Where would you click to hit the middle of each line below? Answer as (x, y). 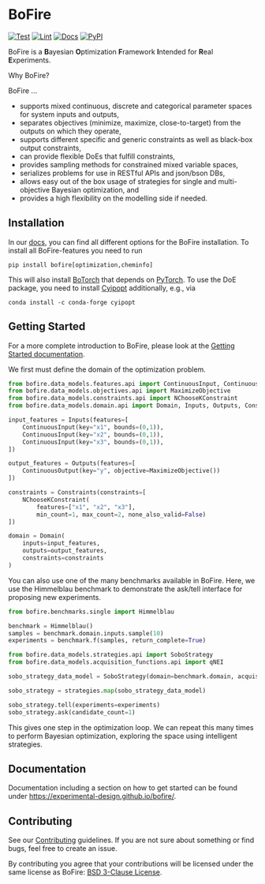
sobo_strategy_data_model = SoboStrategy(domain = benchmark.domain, (121, 676)
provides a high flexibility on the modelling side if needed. (113, 198)
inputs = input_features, (62, 543)
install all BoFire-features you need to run (75, 250)
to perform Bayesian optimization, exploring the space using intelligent (123, 736)
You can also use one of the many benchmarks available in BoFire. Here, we (132, 580)
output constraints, (50, 148)
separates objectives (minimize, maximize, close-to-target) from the (130, 122)
